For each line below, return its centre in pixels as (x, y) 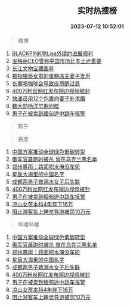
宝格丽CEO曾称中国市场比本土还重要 (57, 61)
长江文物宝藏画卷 (33, 68)
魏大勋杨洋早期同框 (35, 106)
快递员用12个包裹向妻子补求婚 (49, 98)
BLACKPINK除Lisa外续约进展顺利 (52, 53)
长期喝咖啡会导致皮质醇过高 (46, 83)
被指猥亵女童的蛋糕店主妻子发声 (51, 76)
